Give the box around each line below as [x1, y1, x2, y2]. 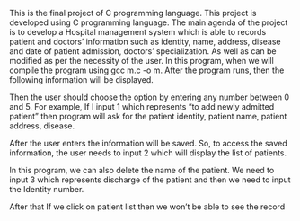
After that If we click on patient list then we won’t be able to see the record [9, 201, 286, 212]
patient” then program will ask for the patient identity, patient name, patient [9, 111, 287, 121]
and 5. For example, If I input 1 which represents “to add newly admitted [9, 102, 275, 111]
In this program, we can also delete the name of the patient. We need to [9, 165, 275, 175]
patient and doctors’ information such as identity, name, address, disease [9, 36, 281, 47]
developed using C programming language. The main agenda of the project [9, 17, 288, 28]
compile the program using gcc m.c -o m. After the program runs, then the [9, 65, 285, 75]
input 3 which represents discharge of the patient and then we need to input [9, 174, 291, 185]
